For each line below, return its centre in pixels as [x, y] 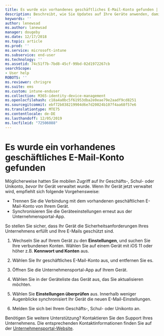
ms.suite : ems [20, 87]
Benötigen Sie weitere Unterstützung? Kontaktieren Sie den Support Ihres [79, 318]
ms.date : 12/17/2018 [26, 37]
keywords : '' [18, 19]
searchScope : [18, 69]
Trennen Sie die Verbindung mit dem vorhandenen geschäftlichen [78, 201]
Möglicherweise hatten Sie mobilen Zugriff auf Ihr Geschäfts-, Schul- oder [80, 181]
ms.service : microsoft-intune [36, 50]
